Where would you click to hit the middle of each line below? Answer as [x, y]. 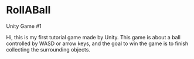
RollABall [28, 10]
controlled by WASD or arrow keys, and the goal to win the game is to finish [97, 43]
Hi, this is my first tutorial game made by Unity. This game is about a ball [93, 37]
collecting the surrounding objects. [48, 49]
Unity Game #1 [24, 26]
